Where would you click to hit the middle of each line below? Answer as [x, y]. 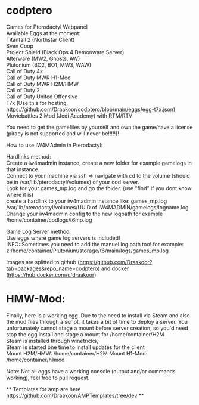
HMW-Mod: [36, 299]
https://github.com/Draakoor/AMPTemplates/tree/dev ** [75, 395]
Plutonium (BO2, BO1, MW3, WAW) [49, 65]
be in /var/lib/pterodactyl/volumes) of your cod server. [73, 182]
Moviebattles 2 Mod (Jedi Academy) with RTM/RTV [69, 115]
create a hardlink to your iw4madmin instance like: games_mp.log [87, 201]
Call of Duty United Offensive [42, 97]
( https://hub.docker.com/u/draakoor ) [51, 274]
